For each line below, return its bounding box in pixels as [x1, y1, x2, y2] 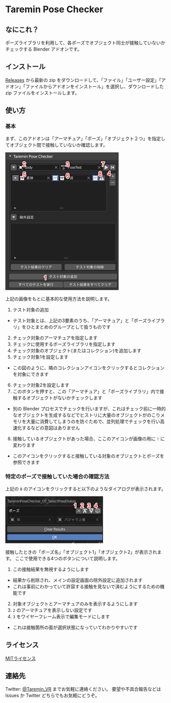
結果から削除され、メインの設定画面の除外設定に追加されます [12, 577, 143, 583]
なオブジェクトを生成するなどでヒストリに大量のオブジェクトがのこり [12, 412, 161, 418]
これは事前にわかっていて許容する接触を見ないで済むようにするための [12, 583, 160, 590]
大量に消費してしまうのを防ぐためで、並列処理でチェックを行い [26, 418, 160, 425]
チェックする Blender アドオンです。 [5, 46, 82, 52]
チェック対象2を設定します [12, 382, 70, 388]
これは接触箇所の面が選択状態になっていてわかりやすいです [12, 624, 138, 630]
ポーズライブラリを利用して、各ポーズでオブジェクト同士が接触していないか [5, 40, 166, 45]
